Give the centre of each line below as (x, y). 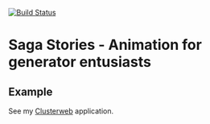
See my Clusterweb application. (61, 111)
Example (31, 91)
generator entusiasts (80, 62)
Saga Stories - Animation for (105, 45)
